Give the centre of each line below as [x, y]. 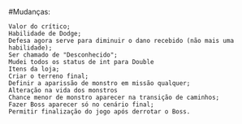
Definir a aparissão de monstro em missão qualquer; [99, 83]
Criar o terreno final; [49, 76]
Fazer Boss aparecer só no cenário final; [81, 105]
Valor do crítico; [39, 27]
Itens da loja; [34, 69]
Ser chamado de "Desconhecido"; [63, 55]
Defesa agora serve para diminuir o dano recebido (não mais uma [121, 41]
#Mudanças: [29, 12]
